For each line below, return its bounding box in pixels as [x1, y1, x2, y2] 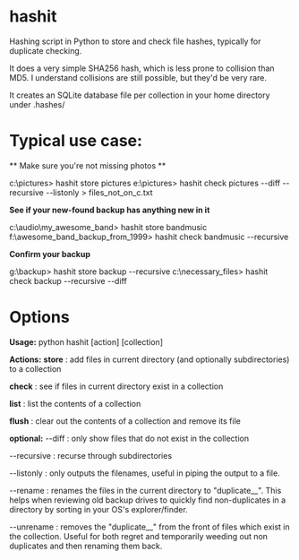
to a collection [9, 363, 62, 374]
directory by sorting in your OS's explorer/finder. [9, 504, 188, 514]
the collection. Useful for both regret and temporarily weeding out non [9, 530, 269, 541]
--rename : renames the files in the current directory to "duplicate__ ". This [9, 485, 282, 495]
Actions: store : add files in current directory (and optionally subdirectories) [9, 354, 290, 365]
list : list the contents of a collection [9, 398, 141, 409]
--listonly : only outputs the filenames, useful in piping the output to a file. [9, 468, 280, 478]
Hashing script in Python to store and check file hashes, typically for [9, 36, 261, 47]
